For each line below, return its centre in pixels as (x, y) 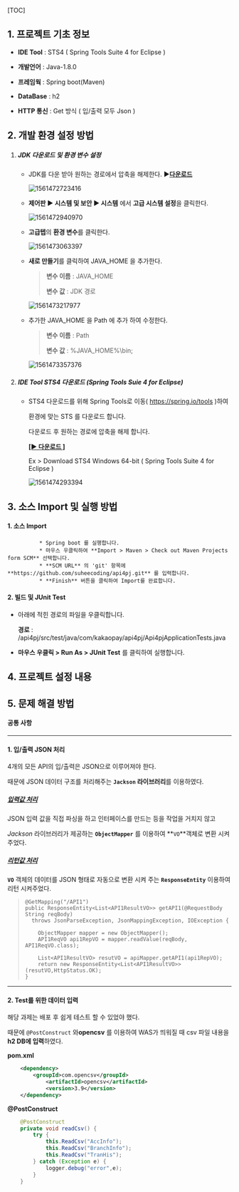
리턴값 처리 (22, 860)
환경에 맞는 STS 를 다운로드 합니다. (77, 417)
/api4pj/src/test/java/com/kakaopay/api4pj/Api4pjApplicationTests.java (122, 638)
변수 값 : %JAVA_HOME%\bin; (90, 351)
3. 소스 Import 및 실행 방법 (63, 506)
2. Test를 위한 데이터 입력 (43, 1000)
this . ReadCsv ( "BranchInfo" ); (89, 1149)
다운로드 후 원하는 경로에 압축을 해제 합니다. (89, 432)
